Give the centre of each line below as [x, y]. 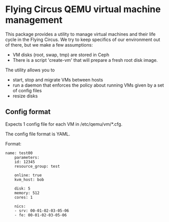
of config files [27, 90]
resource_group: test [37, 166]
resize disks [25, 96]
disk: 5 [22, 189]
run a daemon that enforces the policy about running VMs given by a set [88, 85]
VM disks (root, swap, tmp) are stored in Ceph [61, 55]
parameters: [27, 157]
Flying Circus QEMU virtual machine [83, 9]
